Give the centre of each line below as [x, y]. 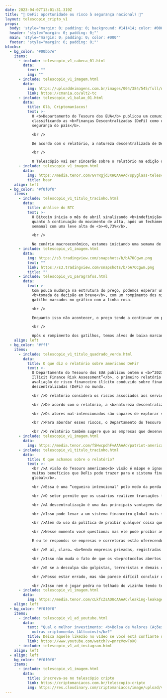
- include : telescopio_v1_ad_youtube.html [63, 618]
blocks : [13, 47]
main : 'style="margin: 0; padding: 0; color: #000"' [65, 38]
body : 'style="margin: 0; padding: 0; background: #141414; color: [81, 28]
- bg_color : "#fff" [30, 345]
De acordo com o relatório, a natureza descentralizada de [94, 143]
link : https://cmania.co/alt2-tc [62, 93]
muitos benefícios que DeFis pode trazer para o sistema [92, 473]
